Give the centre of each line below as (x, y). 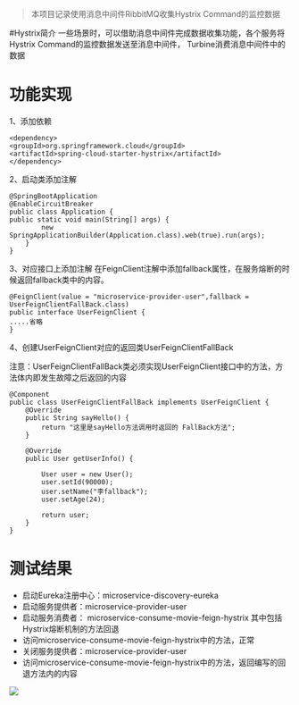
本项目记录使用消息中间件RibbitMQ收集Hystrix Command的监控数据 (156, 14)
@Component (29, 394)
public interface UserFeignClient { (77, 312)
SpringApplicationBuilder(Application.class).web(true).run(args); (137, 235)
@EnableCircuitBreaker (51, 204)
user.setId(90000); (78, 482)
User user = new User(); (87, 474)
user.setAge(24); (73, 499)
